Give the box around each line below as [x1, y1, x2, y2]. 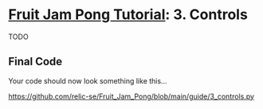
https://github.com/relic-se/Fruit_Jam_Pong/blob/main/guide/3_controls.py [8, 91, 255, 101]
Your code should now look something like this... [8, 76, 167, 85]
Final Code [8, 55, 63, 68]
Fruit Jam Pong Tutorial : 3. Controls [8, 6, 249, 24]
